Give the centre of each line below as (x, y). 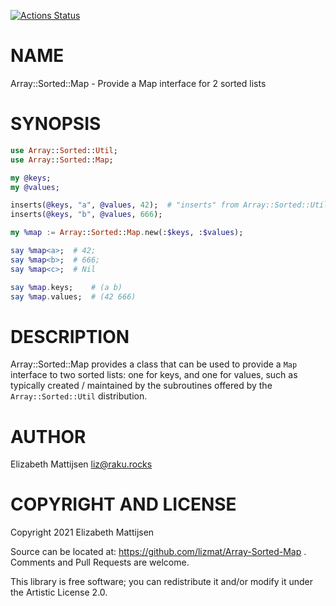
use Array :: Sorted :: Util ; (64, 150)
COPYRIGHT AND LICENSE (123, 504)
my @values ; (35, 187)
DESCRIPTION (70, 336)
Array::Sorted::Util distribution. (79, 396)
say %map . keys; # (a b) (66, 287)
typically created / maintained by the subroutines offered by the (141, 386)
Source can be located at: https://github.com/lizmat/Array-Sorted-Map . (158, 552)
